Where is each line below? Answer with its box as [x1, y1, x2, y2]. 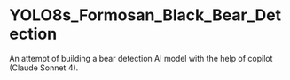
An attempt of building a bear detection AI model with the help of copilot [9, 53, 273, 63]
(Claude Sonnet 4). [9, 62, 79, 73]
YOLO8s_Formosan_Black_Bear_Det [9, 5, 282, 25]
